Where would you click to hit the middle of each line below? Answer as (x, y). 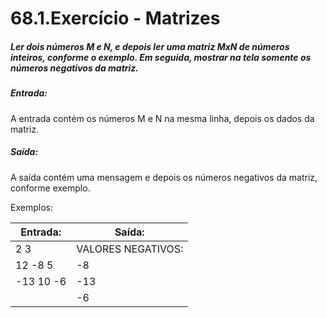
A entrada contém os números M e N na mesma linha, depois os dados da (162, 118)
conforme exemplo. (50, 188)
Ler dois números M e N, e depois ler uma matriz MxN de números (150, 46)
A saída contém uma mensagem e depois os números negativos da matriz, (164, 177)
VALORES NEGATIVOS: (130, 249)
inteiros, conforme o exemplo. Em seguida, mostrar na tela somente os (161, 57)
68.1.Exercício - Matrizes (115, 18)
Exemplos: (31, 207)
